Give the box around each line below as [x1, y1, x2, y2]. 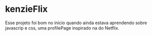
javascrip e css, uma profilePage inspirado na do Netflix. [5, 25, 120, 31]
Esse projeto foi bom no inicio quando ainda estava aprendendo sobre [5, 20, 148, 26]
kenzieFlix [5, 3, 48, 15]
